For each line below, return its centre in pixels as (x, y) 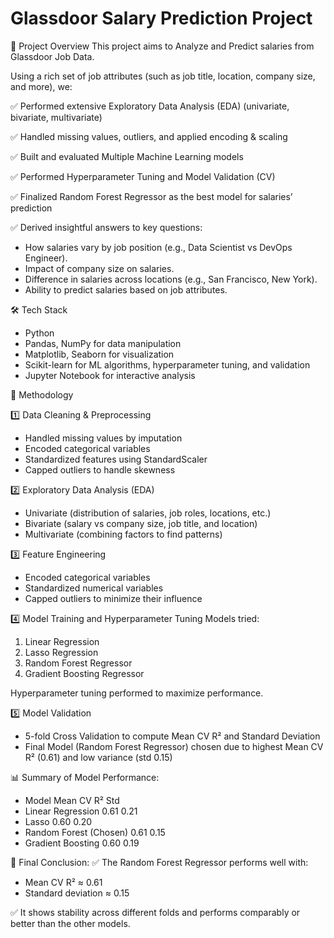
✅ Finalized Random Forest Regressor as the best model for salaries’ (151, 196)
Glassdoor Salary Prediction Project (161, 18)
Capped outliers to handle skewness (100, 469)
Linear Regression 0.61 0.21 (81, 811)
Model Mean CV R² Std (72, 800)
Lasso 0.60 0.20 (58, 821)
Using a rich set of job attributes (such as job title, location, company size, (163, 76)
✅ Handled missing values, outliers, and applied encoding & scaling (149, 136)
